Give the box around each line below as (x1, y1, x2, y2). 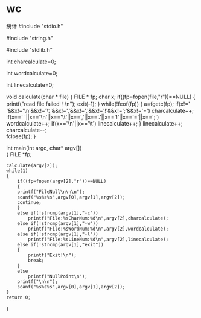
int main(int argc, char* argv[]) (6, 144, 82, 151)
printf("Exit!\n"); (28, 252, 77, 258)
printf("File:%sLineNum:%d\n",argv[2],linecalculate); (28, 236, 169, 243)
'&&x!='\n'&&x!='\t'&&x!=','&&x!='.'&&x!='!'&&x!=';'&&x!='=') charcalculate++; (6, 107, 194, 114)
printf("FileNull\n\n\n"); (17, 189, 85, 195)
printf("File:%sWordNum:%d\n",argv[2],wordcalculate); (28, 226, 169, 232)
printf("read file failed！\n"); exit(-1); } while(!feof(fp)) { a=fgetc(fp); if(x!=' (6, 100, 190, 107)
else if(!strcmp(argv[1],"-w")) (17, 220, 98, 226)
